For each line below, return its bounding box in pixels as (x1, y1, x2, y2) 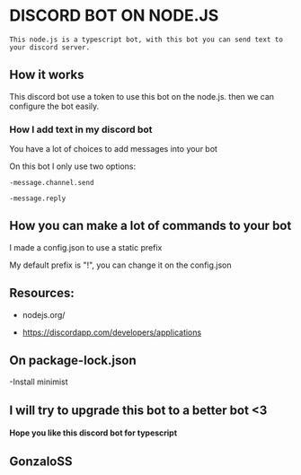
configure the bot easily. (9, 101, 100, 111)
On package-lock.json (9, 353, 137, 368)
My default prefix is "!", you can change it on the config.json (9, 259, 232, 270)
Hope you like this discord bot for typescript (9, 427, 178, 438)
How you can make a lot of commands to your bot (9, 218, 292, 233)
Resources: (9, 286, 75, 301)
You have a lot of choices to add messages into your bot (9, 144, 218, 154)
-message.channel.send (9, 179, 94, 188)
